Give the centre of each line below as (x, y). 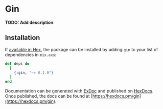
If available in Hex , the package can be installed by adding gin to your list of (81, 49)
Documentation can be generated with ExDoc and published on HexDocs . (79, 91)
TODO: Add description (29, 22)
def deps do (17, 64)
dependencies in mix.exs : (31, 54)
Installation (23, 38)
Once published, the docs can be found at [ (49, 96)
